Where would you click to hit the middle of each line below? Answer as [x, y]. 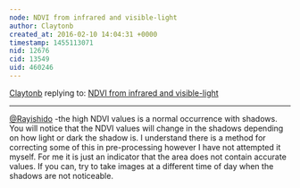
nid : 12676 [29, 51]
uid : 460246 [31, 68]
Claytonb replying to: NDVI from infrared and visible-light [114, 93]
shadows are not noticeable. [62, 175]
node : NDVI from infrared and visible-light [93, 17]
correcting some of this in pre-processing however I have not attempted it [145, 147]
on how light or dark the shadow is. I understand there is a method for [137, 137]
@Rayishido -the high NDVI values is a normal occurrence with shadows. [144, 118]
